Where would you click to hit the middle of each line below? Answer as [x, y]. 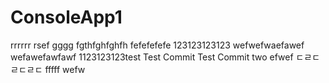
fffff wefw [65, 69]
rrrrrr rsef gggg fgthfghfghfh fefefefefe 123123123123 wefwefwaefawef [157, 45]
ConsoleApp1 [66, 17]
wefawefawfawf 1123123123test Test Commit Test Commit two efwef [152, 57]
